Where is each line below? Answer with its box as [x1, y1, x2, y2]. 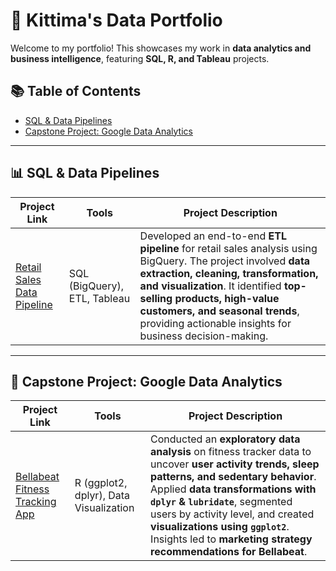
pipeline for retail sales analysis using [139, 241, 318, 255]
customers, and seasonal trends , [139, 304, 300, 318]
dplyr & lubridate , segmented [150, 495, 293, 509]
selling [139, 291, 173, 305]
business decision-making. [139, 329, 269, 343]
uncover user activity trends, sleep [150, 457, 320, 471]
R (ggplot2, [74, 476, 128, 490]
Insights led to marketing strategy [150, 532, 313, 546]
